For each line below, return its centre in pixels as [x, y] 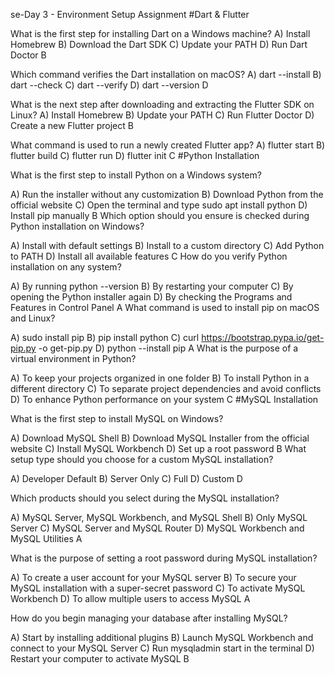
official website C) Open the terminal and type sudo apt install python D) [159, 205]
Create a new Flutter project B [72, 125]
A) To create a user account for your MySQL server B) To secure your [153, 577]
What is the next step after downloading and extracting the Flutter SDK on [162, 104]
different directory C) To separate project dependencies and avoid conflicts [166, 388]
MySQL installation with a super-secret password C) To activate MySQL [158, 588]
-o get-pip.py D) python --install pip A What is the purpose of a [168, 348]
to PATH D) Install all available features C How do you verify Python [149, 256]
